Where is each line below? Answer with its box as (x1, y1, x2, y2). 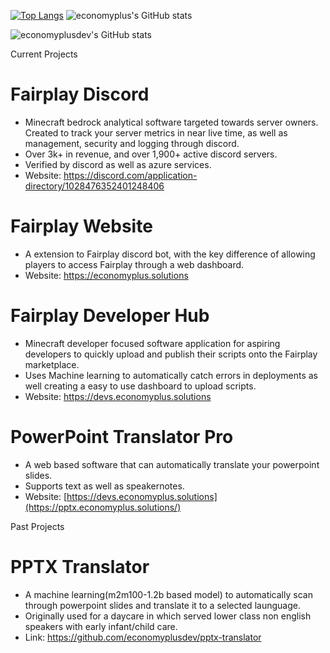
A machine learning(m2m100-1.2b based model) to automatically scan (24, 588, 313, 600)
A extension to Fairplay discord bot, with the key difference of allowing (24, 248, 316, 260)
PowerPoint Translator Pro (10, 426, 234, 448)
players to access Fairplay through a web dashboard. (24, 258, 245, 270)
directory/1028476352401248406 (24, 180, 165, 192)
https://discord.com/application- (63, 169, 198, 181)
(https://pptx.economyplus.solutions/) (24, 501, 182, 513)
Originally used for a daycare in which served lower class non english (24, 610, 312, 622)
